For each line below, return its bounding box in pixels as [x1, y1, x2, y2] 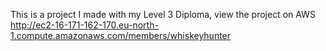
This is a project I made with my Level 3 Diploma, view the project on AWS [10, 9, 316, 20]
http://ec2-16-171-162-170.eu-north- [10, 19, 159, 31]
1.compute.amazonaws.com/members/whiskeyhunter [10, 30, 232, 41]
